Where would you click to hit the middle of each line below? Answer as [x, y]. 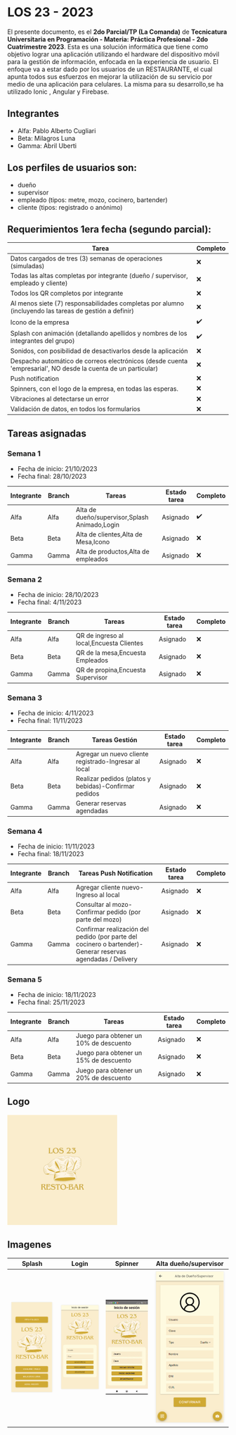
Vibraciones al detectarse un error [60, 399]
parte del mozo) [99, 920]
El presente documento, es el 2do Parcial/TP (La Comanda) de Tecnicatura [117, 32]
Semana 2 [25, 579]
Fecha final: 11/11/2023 [50, 721]
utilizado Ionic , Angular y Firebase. [58, 92]
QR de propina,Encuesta [111, 670]
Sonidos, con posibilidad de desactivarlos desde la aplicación [99, 351]
